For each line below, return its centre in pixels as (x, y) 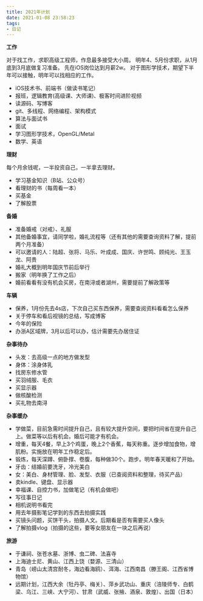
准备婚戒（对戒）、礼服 (43, 229)
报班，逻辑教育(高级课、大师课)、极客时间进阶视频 (78, 96)
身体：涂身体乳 (34, 365)
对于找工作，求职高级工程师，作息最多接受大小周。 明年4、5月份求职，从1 (99, 60)
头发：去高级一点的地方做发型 (52, 357)
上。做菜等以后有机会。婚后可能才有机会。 (68, 436)
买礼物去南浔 (31, 403)
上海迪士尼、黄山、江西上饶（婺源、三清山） (71, 561)
